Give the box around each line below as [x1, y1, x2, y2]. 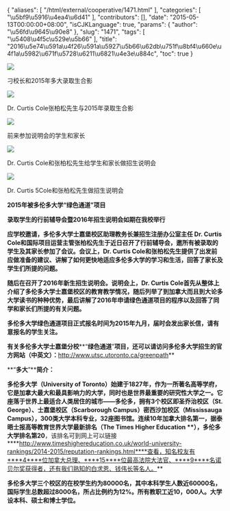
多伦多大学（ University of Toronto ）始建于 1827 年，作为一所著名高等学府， [7, 380, 221, 388]
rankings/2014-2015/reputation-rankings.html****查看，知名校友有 [7, 447, 196, 455]
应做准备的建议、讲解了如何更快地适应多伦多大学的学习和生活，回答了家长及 [7, 256, 223, 263]
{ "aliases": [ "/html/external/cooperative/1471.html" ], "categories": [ [7, 6, 201, 14]
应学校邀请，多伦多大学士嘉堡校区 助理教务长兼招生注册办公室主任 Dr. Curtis [7, 230, 222, 238]
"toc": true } [159, 49, 194, 58]
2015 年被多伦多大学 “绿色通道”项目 [7, 201, 106, 209]
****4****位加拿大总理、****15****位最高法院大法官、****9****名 [7, 456, 216, 464]
